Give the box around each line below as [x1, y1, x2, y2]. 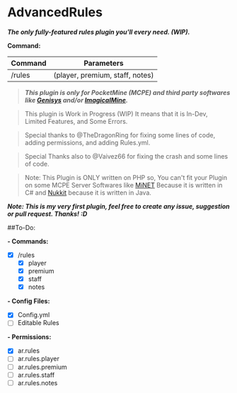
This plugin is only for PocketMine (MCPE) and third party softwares [24, 88, 231, 96]
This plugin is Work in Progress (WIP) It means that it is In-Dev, [24, 109, 208, 118]
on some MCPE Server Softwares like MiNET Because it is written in [24, 181, 223, 189]
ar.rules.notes [17, 378, 58, 387]
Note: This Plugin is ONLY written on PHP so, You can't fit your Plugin [24, 173, 228, 181]
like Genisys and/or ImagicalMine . [24, 96, 129, 104]
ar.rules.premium [17, 363, 67, 371]
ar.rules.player [17, 355, 60, 363]
